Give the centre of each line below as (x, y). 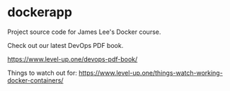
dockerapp (40, 12)
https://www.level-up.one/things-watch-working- (151, 73)
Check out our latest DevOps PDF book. (65, 45)
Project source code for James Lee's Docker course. (84, 32)
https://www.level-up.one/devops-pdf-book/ (73, 59)
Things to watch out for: (42, 73)
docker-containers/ (35, 80)
